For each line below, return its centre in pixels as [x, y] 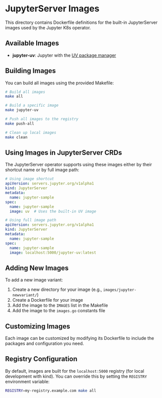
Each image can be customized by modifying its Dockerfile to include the [80, 338]
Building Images [30, 71]
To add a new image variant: [34, 280]
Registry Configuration [41, 359]
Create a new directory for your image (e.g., [57, 290]
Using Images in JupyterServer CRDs [64, 153]
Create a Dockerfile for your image [48, 300]
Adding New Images [37, 268]
